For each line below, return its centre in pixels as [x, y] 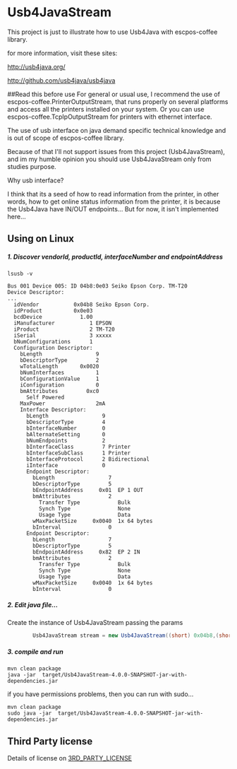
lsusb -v [20, 274]
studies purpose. [32, 166]
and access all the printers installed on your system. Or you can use [106, 109]
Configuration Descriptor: [53, 348]
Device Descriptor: [36, 293]
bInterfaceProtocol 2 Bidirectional [88, 459]
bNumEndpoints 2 [66, 441]
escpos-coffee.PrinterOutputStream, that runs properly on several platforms [118, 101]
